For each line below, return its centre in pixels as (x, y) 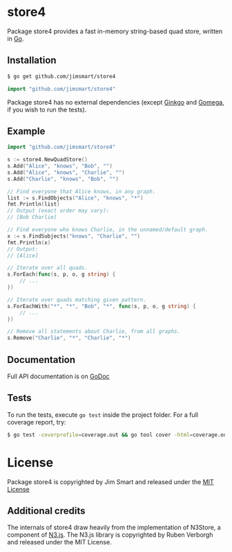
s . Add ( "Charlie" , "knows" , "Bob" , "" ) (63, 179)
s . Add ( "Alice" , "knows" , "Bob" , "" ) (60, 166)
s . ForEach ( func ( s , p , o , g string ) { (61, 274)
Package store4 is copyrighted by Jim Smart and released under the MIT (110, 481)
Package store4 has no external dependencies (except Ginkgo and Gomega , (116, 102)
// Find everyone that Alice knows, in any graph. (81, 191)
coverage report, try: (37, 422)
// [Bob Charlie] (32, 217)
